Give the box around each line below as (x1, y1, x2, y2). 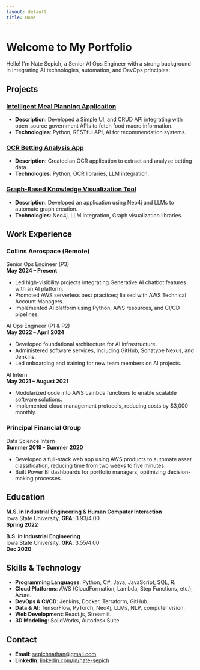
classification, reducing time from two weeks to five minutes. (14, 462, 166, 469)
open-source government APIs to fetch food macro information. (14, 122, 173, 129)
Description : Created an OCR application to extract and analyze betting (14, 157, 192, 164)
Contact (6, 634, 37, 645)
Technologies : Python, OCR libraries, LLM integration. (14, 170, 150, 178)
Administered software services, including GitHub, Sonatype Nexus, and (14, 347, 194, 354)
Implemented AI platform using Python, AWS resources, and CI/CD (14, 305, 180, 312)
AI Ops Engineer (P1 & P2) (6, 323, 70, 330)
